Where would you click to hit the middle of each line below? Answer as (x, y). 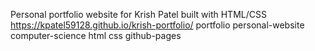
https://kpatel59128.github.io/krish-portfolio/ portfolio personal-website (157, 25)
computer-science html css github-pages (96, 35)
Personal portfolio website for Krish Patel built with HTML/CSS (138, 14)
